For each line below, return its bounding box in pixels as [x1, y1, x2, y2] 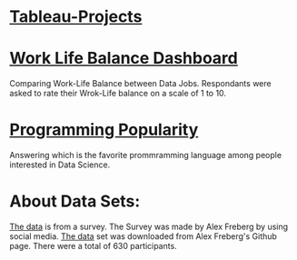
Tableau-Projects [9, 6, 143, 27]
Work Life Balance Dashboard [9, 48, 238, 69]
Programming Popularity [9, 120, 199, 140]
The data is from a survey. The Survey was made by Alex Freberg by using [9, 221, 289, 232]
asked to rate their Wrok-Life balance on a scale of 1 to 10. [9, 88, 227, 99]
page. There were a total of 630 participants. [9, 241, 177, 251]
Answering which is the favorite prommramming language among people [9, 150, 282, 161]
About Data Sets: [9, 191, 141, 212]
